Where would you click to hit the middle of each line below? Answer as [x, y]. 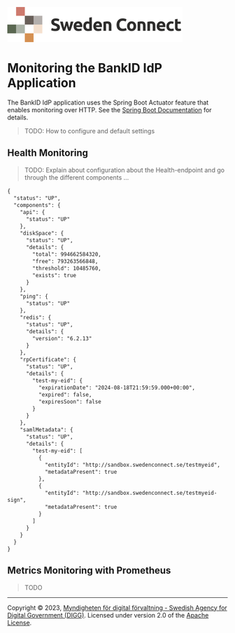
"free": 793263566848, [65, 261]
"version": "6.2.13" [62, 338]
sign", [17, 500]
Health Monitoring [48, 153]
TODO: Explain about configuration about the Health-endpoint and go [124, 170]
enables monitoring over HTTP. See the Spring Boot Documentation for [109, 109]
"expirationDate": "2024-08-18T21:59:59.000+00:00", [117, 387]
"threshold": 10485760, [67, 268]
